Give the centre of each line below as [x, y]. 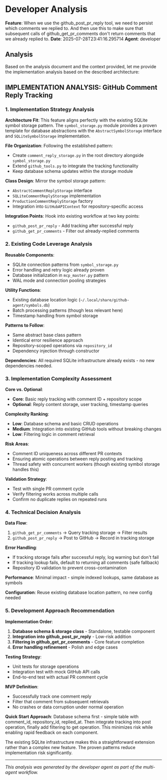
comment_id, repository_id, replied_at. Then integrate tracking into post [78, 722]
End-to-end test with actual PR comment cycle [60, 677]
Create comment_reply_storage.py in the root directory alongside [78, 155]
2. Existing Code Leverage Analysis [49, 244]
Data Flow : [16, 523]
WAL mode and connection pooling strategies [59, 280]
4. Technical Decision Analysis [43, 512]
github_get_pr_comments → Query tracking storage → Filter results [80, 533]
